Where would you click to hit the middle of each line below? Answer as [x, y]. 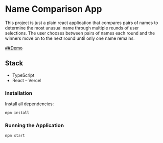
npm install [17, 113]
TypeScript [23, 75]
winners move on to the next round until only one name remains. [70, 38]
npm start [15, 136]
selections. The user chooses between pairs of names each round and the [80, 33]
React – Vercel [27, 80]
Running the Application [35, 125]
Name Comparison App [54, 9]
